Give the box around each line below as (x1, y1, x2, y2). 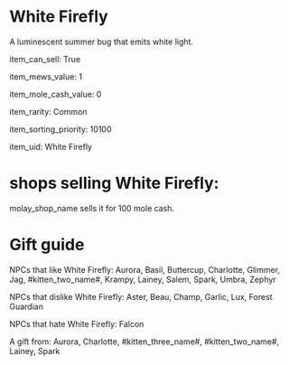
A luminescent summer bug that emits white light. (9, 36, 194, 47)
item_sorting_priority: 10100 (9, 124, 112, 135)
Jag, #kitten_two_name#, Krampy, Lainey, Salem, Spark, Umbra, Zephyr (9, 274, 277, 285)
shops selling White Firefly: (9, 173, 219, 193)
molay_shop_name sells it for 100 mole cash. (9, 202, 174, 213)
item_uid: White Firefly (9, 141, 93, 152)
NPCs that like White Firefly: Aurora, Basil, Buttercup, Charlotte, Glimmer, (9, 264, 281, 275)
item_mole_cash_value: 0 (9, 89, 102, 99)
